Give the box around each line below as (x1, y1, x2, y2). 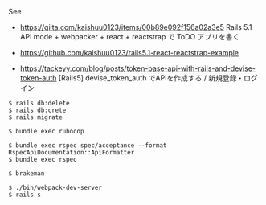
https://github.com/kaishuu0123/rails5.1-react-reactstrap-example (19, 48, 239, 57)
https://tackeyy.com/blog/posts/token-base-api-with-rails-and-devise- (19, 64, 256, 73)
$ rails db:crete (8, 106, 67, 114)
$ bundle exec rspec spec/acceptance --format (8, 141, 167, 150)
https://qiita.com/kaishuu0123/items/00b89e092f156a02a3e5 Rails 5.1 (19, 23, 252, 31)
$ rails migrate (8, 113, 63, 121)
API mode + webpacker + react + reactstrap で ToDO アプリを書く (19, 32, 240, 41)
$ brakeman (8, 170, 45, 178)
